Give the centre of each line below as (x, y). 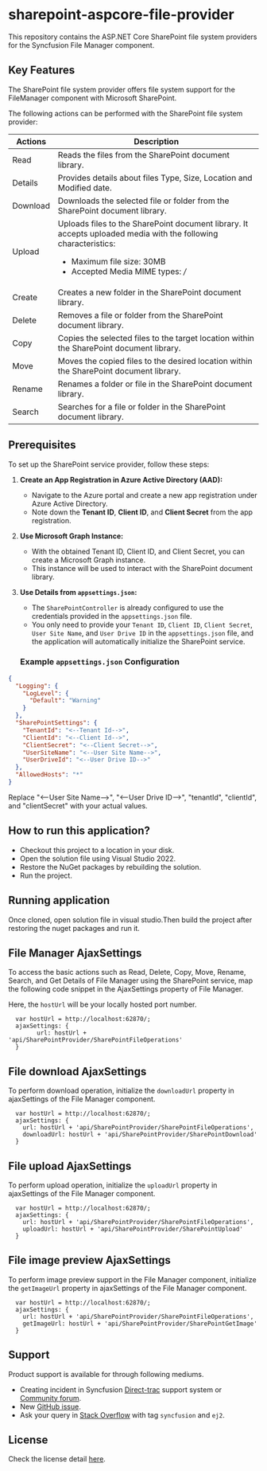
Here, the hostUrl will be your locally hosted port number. (103, 1004)
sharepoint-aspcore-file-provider (121, 15)
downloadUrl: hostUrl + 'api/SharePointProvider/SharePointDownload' (140, 1135)
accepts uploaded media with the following (138, 233)
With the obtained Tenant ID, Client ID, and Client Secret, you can (138, 551)
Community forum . (50, 1398)
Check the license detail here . (57, 1459)
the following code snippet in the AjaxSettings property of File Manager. (126, 989)
